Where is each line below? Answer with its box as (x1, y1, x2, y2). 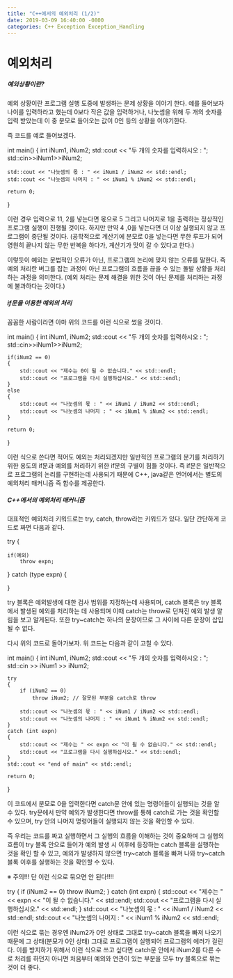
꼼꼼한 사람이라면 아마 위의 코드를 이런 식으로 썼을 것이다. (7, 317, 163, 326)
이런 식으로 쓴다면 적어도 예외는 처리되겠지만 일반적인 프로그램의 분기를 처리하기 (7, 452, 225, 461)
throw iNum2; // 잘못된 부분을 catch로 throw (32, 695, 156, 702)
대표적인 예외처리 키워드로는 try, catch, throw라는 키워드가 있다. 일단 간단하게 (7, 514, 219, 523)
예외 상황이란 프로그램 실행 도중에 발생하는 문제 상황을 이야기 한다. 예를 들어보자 (7, 99, 225, 107)
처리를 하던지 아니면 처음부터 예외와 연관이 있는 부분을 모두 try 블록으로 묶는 (14, 954, 221, 963)
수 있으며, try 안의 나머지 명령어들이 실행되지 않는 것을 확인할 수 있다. (7, 817, 195, 826)
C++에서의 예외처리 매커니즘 (7, 496, 85, 505)
